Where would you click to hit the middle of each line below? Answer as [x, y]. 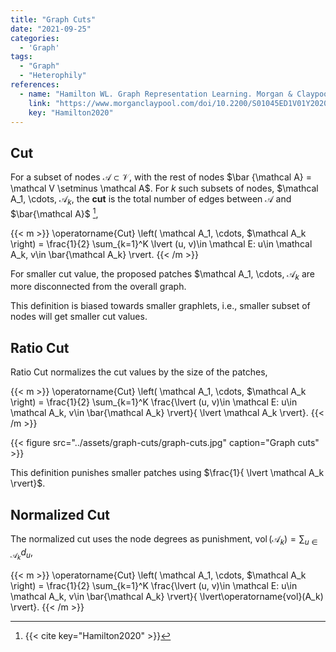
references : [35, 85]
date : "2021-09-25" [51, 29]
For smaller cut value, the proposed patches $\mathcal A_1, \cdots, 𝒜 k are [163, 274]
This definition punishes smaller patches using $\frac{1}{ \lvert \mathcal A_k [167, 473]
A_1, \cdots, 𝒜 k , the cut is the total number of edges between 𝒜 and [151, 200]
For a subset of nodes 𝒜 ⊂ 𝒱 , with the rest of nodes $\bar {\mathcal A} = [161, 177]
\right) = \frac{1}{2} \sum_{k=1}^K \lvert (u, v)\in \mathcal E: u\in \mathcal [161, 243]
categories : [35, 38]
